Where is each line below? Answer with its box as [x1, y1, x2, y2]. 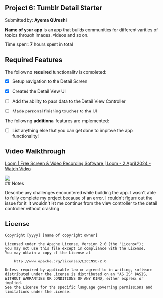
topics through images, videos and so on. [5, 32, 89, 37]
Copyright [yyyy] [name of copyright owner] [5, 233, 98, 238]
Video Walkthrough [5, 148, 66, 156]
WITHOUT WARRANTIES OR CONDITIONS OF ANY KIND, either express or [5, 276, 144, 281]
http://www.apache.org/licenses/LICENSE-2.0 [14, 259, 107, 263]
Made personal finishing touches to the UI [12, 108, 97, 114]
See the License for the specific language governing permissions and [5, 285, 153, 290]
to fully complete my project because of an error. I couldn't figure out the [5, 195, 153, 201]
